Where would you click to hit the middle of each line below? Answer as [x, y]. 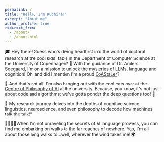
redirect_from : [21, 28]
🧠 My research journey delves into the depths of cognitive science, [73, 103]
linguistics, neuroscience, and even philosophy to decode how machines [79, 109]
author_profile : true [27, 23]
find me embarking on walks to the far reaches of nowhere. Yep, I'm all [77, 129]
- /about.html [24, 37]
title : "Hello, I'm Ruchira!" [36, 14]
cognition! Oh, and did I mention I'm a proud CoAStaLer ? [62, 74]
